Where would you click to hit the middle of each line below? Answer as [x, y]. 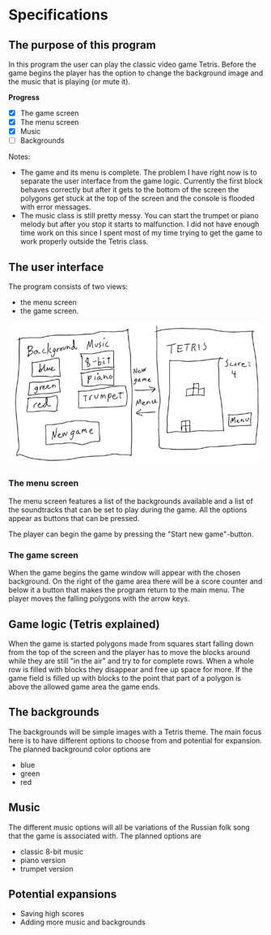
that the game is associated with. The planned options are [105, 836]
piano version [43, 860]
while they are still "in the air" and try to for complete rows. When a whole [131, 661]
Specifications [58, 15]
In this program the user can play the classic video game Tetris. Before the [133, 64]
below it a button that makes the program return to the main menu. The [127, 590]
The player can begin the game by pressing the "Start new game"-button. [131, 534]
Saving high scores [52, 914]
